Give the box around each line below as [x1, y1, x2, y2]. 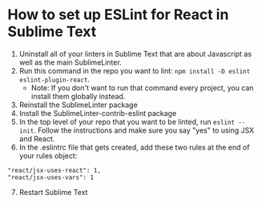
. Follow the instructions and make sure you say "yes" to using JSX [34, 125, 255, 135]
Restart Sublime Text [18, 187, 88, 197]
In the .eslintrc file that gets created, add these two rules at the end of [18, 142, 250, 152]
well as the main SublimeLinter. [18, 58, 122, 67]
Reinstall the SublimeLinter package [18, 100, 138, 109]
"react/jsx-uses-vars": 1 [7, 173, 94, 181]
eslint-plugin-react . [18, 74, 90, 84]
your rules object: [18, 150, 78, 161]
